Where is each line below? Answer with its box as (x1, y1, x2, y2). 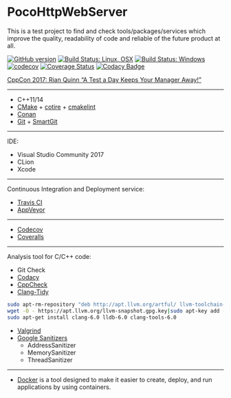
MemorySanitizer (27, 348, 76, 357)
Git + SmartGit (16, 117, 58, 125)
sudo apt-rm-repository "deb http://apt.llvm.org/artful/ (7, 301, 177, 308)
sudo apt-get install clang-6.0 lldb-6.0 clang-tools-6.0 (7, 314, 177, 321)
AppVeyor (16, 205, 45, 213)
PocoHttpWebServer (7, 4, 128, 20)
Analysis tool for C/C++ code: (7, 252, 91, 260)
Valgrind (16, 326, 41, 335)
